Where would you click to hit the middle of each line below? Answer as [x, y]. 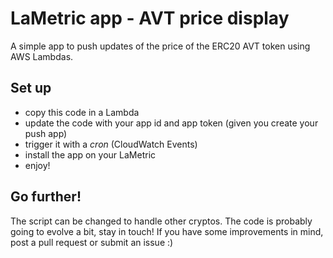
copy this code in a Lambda [82, 112]
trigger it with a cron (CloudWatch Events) [111, 144]
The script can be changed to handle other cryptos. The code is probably [161, 221]
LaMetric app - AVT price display [150, 18]
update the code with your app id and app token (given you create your [171, 123]
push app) [46, 133]
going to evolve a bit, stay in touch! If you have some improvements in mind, [167, 231]
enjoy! [37, 165]
